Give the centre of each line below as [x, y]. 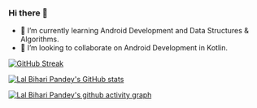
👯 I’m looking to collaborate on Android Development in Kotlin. [124, 48]
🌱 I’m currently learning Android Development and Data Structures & [135, 31]
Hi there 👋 [28, 13]
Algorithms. [39, 39]
